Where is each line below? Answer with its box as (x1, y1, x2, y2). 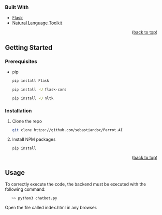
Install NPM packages (12, 136, 56, 142)
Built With (5, 4, 29, 11)
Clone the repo (12, 118, 42, 124)
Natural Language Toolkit (12, 20, 62, 26)
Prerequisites (5, 58, 37, 64)
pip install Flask (12, 78, 49, 83)
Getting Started (5, 43, 53, 52)
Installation (5, 107, 32, 114)
